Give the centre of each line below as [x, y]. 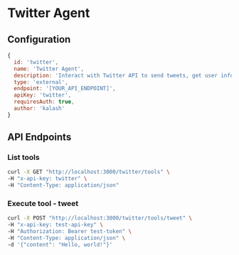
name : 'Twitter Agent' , [49, 69]
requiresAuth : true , [44, 102]
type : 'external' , [41, 82]
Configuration [39, 39]
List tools [24, 158]
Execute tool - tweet [43, 203]
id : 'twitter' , [36, 62]
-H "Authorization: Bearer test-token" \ [70, 232]
